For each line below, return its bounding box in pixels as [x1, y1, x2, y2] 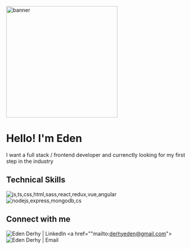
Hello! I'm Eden [6, 132, 82, 145]
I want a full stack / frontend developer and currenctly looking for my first [6, 151, 186, 158]
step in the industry [6, 157, 53, 165]
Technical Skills [6, 175, 66, 185]
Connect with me [6, 214, 71, 225]
